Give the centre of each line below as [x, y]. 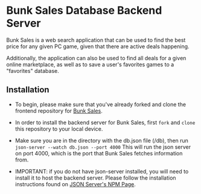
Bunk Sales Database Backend [84, 11]
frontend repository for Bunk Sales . [59, 111]
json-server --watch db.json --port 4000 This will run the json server [103, 147]
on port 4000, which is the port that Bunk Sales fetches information [99, 153]
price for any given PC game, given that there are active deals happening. [98, 46]
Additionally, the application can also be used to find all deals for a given [96, 58]
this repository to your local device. [59, 129]
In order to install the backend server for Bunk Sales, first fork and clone [105, 122]
